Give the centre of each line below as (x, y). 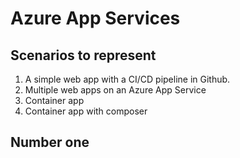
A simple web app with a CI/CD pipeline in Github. (127, 79)
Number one (50, 142)
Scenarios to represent (83, 55)
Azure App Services (95, 18)
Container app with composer (86, 111)
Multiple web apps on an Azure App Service (115, 90)
